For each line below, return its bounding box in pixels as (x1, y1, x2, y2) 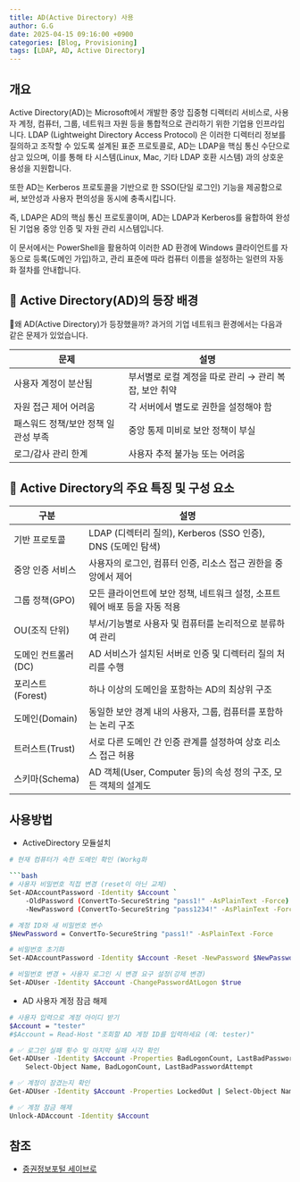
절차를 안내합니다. (18, 264, 81, 275)
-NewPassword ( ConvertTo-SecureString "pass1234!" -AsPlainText (25, 904, 270, 914)
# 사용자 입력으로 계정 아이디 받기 (9, 1013, 120, 1022)
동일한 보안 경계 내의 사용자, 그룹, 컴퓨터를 (88, 705, 256, 717)
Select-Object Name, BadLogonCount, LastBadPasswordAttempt (25, 1062, 254, 1072)
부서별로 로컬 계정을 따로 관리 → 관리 (128, 370, 275, 382)
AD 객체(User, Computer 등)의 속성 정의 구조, (88, 766, 272, 778)
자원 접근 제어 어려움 (13, 400, 96, 413)
